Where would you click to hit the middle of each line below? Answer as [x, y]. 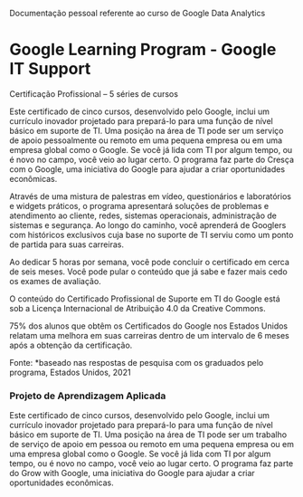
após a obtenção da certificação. [71, 345]
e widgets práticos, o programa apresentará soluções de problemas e [139, 205]
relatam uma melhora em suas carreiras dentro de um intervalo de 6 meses [149, 335]
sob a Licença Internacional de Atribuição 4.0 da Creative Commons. [137, 308]
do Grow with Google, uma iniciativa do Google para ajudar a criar [132, 473]
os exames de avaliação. [55, 281]
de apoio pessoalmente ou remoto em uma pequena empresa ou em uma [146, 140]
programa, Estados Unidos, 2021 [70, 372]
